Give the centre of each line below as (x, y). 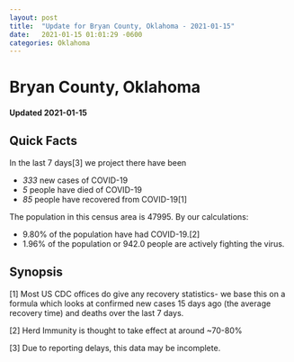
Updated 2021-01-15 (48, 113)
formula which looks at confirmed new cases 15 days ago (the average (140, 303)
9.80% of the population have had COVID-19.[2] (111, 234)
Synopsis (36, 272)
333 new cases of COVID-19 (75, 180)
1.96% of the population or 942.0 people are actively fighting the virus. (153, 243)
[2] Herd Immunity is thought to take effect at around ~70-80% (126, 330)
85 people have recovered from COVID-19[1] (104, 199)
